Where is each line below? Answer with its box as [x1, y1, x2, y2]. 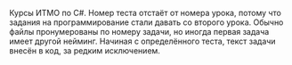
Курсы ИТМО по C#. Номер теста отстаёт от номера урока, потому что [9, 8, 282, 18]
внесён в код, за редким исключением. [9, 45, 160, 56]
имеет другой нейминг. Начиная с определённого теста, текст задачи [9, 36, 276, 46]
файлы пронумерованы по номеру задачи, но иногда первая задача [9, 27, 270, 37]
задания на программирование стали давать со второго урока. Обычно [9, 17, 284, 28]
